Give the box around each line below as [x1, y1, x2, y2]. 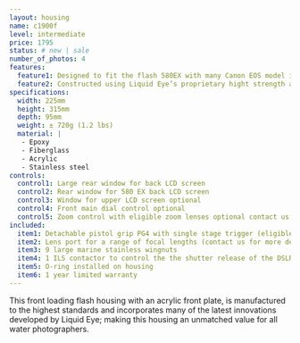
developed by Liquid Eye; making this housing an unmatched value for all [9, 314, 279, 324]
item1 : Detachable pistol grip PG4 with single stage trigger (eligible [17, 229, 294, 238]
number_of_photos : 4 [9, 54, 87, 63]
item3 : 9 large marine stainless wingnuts [17, 246, 178, 255]
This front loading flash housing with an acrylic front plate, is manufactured [9, 295, 286, 305]
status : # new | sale [9, 46, 90, 55]
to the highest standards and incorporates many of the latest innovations [9, 305, 277, 315]
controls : [9, 171, 46, 180]
